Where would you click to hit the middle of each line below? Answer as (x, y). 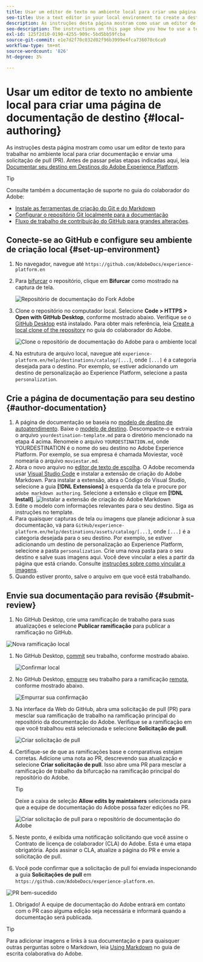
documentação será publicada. (53, 917)
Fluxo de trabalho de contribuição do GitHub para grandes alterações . (102, 221)
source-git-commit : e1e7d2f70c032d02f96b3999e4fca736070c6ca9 (86, 40)
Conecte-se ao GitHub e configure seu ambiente (99, 240)
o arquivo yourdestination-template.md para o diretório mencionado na (104, 435)
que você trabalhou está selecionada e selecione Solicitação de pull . (101, 728)
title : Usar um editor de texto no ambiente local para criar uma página (101, 12)
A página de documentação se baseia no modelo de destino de (94, 422)
